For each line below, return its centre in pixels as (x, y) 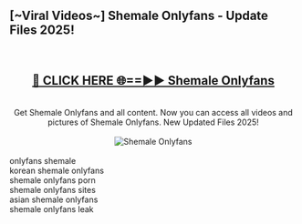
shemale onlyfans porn (52, 180)
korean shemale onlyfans (57, 170)
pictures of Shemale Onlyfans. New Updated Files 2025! (153, 122)
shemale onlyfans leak (52, 209)
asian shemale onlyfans (54, 199)
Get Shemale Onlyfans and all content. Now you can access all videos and (153, 112)
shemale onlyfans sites (52, 189)
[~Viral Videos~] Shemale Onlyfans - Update (139, 16)
